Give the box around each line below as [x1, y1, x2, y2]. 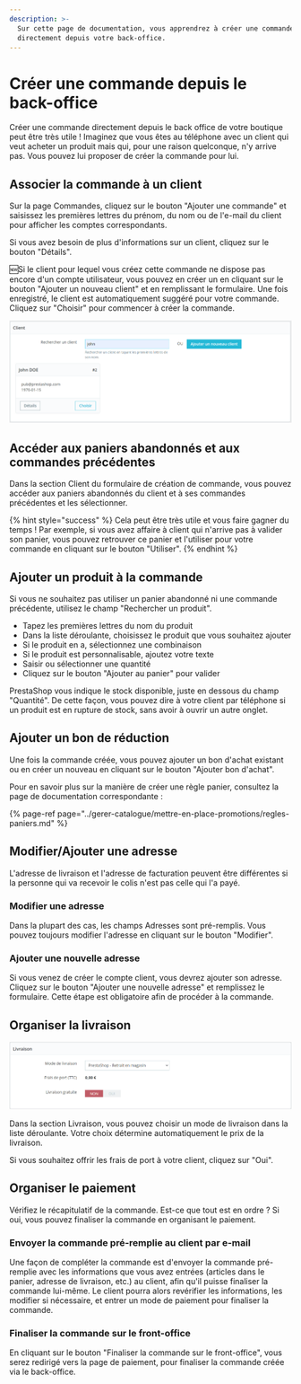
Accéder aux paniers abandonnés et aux [9, 440, 240, 455]
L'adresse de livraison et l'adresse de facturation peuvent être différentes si [9, 868, 288, 878]
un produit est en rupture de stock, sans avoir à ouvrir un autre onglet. [9, 705, 269, 716]
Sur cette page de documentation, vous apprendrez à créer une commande [17, 23, 295, 33]
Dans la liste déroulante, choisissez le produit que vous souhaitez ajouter [21, 630, 292, 641]
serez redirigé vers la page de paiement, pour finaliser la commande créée [9, 1357, 285, 1368]
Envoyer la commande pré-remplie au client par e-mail [9, 1236, 251, 1248]
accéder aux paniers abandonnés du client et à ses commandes [9, 488, 246, 498]
